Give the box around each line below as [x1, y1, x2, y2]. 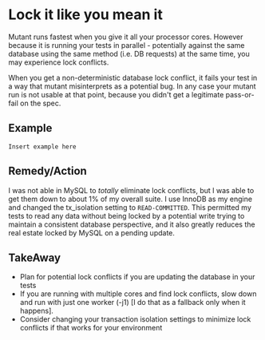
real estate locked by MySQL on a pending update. [8, 227, 176, 237]
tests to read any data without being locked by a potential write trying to [8, 211, 245, 220]
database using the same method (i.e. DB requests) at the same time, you [8, 49, 250, 58]
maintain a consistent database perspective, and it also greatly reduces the [8, 219, 255, 229]
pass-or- [225, 89, 255, 99]
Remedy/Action [8, 164, 88, 178]
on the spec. [19, 98, 61, 108]
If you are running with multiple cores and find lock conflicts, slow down [19, 289, 257, 298]
